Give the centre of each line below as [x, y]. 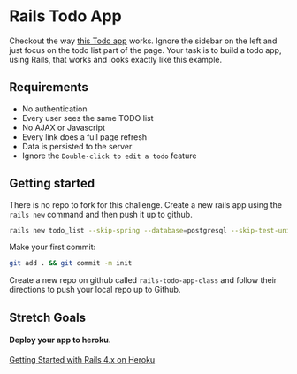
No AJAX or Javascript [64, 127]
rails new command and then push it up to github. [101, 214]
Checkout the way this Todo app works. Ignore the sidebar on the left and [143, 41]
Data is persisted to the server [77, 146]
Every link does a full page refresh [84, 137]
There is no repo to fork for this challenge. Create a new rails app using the [146, 204]
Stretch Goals [48, 317]
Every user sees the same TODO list [88, 118]
